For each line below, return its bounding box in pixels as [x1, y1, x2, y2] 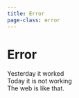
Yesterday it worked [7, 70, 64, 78]
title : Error [7, 10, 45, 17]
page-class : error [7, 17, 60, 24]
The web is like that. [7, 84, 64, 92]
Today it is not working [7, 77, 73, 85]
